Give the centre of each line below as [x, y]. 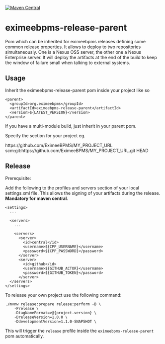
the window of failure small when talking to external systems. [68, 63]
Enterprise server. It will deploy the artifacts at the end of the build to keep [81, 57]
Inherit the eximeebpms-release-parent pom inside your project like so [78, 90]
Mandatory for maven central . [37, 198]
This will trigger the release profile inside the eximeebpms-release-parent [80, 331]
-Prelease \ [26, 308]
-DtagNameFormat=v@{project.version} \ [55, 313]
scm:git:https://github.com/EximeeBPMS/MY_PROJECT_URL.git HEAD [77, 150]
